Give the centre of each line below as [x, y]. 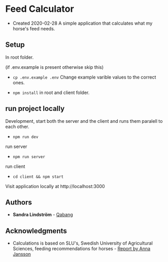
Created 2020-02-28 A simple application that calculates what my [82, 23]
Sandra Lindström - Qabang [43, 215]
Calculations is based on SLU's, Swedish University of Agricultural [82, 243]
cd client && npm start [38, 177]
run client [15, 166]
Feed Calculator [40, 9]
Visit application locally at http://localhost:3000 [55, 186]
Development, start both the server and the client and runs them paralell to [84, 121]
